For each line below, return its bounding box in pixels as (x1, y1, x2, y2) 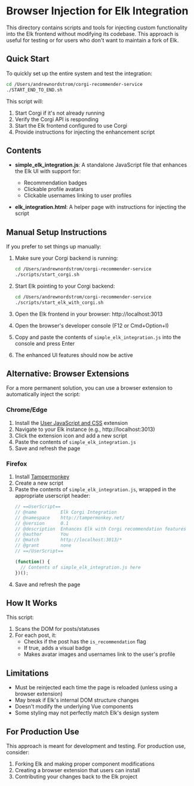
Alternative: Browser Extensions (6, 369, 130, 379)
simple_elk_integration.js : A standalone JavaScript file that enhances (14, 161, 187, 168)
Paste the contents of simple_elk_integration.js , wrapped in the (14, 486, 176, 493)
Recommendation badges (23, 179, 88, 186)
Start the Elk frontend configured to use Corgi (14, 122, 127, 129)
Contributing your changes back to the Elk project (14, 773, 138, 780)
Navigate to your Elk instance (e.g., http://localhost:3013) (14, 426, 155, 433)
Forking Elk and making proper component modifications (14, 760, 155, 767)
